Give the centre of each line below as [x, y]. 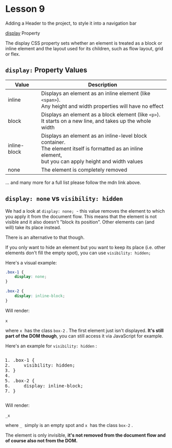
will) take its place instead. [33, 227]
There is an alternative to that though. [45, 237]
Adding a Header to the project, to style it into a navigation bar [71, 23]
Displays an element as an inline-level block [94, 136]
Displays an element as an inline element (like [96, 93]
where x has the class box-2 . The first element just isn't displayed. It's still [84, 330]
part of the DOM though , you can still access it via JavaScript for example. [84, 336]
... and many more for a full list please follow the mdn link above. [73, 182]
